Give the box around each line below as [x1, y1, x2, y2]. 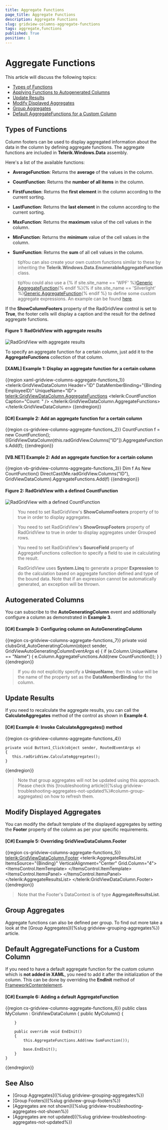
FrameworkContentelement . [5, 982, 64, 988]
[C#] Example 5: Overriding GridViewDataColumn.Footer [5, 838, 127, 844]
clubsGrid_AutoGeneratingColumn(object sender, [5, 643, 107, 649]
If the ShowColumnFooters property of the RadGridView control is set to [5, 305, 157, 311]
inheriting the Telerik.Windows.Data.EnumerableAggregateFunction [17, 264, 163, 270]
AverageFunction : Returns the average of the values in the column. [12, 169, 154, 175]
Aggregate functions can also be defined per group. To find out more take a [5, 919, 163, 925]
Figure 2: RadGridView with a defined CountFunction [5, 488, 119, 494]
